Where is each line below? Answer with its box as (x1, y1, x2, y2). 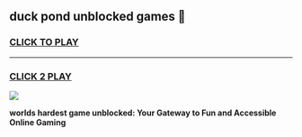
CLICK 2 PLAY (9, 69, 72, 82)
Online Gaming (9, 116, 67, 127)
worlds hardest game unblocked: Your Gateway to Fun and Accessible (9, 107, 277, 118)
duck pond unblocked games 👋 (9, 9, 186, 24)
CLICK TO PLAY (9, 36, 79, 49)
